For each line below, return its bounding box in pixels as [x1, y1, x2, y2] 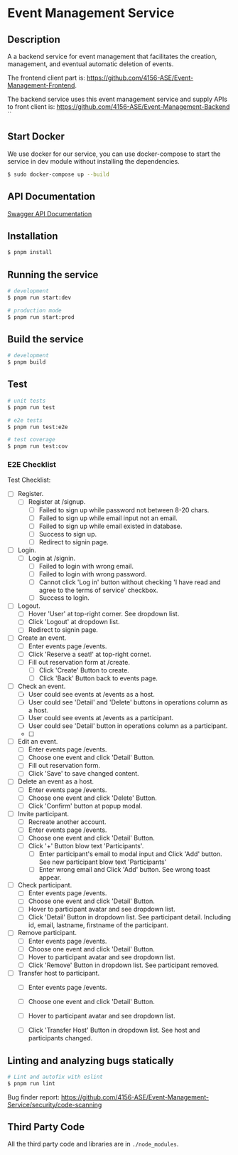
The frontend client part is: [7, 73, 85, 82]
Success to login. [38, 594, 90, 602]
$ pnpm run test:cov [7, 443, 69, 450]
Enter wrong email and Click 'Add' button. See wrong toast [38, 865, 211, 874]
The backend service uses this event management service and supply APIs [7, 95, 227, 103]
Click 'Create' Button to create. [38, 665, 129, 674]
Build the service [7, 333, 84, 345]
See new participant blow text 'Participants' [38, 858, 167, 866]
